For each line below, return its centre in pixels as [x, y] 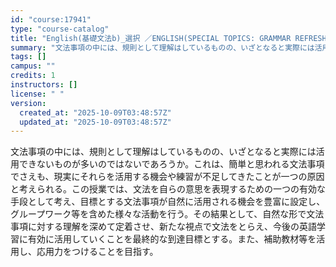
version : [28, 103]
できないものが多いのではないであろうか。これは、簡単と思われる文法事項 [171, 164]
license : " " [37, 94]
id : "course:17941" [51, 19]
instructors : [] [44, 85]
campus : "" [33, 66]
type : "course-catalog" [60, 29]
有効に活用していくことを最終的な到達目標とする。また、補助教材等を [172, 239]
